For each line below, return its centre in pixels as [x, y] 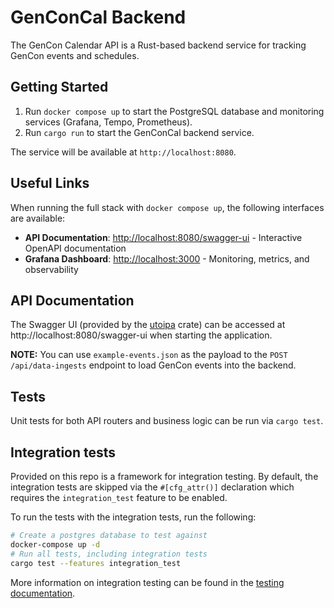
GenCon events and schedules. [75, 55]
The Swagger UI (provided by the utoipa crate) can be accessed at [148, 325]
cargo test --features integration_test [96, 563]
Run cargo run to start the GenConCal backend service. [139, 132]
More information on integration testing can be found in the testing [147, 582]
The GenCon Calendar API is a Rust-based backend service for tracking [158, 45]
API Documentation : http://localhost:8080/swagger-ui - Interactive [163, 237]
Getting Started [59, 87]
